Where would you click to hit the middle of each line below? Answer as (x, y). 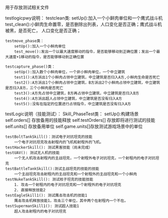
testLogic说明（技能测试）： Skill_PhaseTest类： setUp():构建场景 (72, 114)
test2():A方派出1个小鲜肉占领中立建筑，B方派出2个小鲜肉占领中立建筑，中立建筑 (87, 83)
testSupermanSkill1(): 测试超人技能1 (42, 206)
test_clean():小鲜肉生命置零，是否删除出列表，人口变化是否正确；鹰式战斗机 (84, 24)
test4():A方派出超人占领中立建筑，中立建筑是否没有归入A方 (68, 99)
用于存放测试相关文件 (27, 7)
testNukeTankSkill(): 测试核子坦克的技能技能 (49, 179)
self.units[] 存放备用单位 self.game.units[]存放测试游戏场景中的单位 (74, 126)
